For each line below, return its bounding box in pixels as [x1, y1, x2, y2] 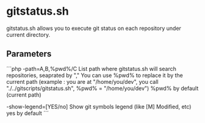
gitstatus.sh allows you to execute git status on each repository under [6, 24, 182, 32]
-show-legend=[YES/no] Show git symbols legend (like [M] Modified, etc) [6, 103, 192, 110]
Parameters [6, 49, 52, 59]
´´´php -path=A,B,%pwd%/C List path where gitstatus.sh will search [6, 65, 177, 72]
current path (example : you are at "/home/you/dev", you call [6, 78, 159, 85]
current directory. [6, 31, 51, 38]
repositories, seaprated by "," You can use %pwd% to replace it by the [6, 72, 183, 79]
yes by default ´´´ [6, 109, 49, 117]
